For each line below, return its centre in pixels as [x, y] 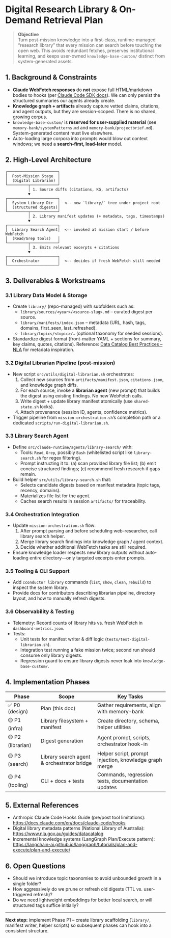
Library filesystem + [64, 721]
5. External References [42, 805]
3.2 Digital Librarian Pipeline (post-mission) [60, 363]
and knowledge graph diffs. [49, 385]
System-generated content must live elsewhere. [63, 133]
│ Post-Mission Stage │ [33, 176]
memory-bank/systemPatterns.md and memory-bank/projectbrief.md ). [83, 127]
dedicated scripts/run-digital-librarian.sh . [61, 423]
